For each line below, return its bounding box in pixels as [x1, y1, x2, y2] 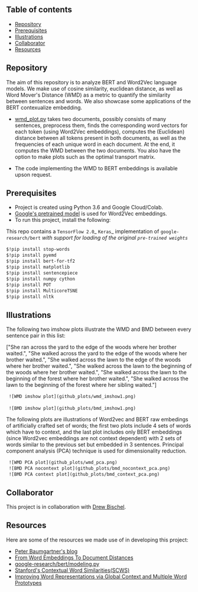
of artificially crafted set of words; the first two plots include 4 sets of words [6, 422, 191, 429]
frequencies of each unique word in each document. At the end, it [14, 141, 176, 148]
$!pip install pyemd [6, 252, 57, 259]
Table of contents [6, 5, 72, 15]
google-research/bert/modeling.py [14, 560, 99, 567]
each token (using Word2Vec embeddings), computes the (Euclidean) [14, 128, 185, 135]
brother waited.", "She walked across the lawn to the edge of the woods [6, 356, 181, 364]
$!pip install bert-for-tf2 [6, 258, 76, 265]
